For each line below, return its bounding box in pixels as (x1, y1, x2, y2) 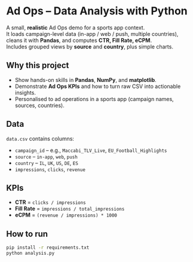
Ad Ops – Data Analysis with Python (6, 4, 188, 18)
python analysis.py (6, 250, 55, 257)
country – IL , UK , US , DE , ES (14, 159, 79, 166)
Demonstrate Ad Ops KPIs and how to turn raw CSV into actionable (14, 83, 181, 90)
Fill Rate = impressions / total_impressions (14, 205, 125, 212)
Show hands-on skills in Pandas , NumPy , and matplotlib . (14, 76, 157, 83)
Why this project (6, 60, 69, 71)
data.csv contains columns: (6, 135, 75, 142)
